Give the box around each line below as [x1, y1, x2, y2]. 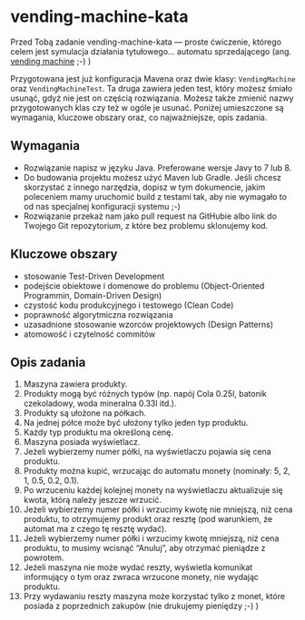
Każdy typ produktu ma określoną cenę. [23, 427, 173, 438]
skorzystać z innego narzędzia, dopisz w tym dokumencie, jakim [23, 182, 266, 192]
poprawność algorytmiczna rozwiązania [23, 309, 173, 320]
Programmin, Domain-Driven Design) [23, 290, 162, 300]
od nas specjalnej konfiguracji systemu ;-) [23, 201, 181, 212]
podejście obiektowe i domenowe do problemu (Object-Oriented [23, 280, 265, 291]
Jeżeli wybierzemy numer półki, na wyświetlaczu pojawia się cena [23, 447, 271, 458]
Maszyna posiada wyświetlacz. [23, 437, 141, 448]
